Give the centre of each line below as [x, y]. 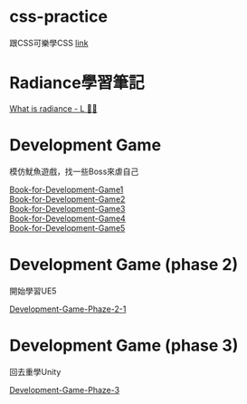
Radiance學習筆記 [77, 83]
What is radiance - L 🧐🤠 [53, 108]
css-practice [59, 17]
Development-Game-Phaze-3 [65, 390]
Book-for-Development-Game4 [68, 218]
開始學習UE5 [33, 291]
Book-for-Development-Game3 [67, 208]
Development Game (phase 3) [124, 345]
